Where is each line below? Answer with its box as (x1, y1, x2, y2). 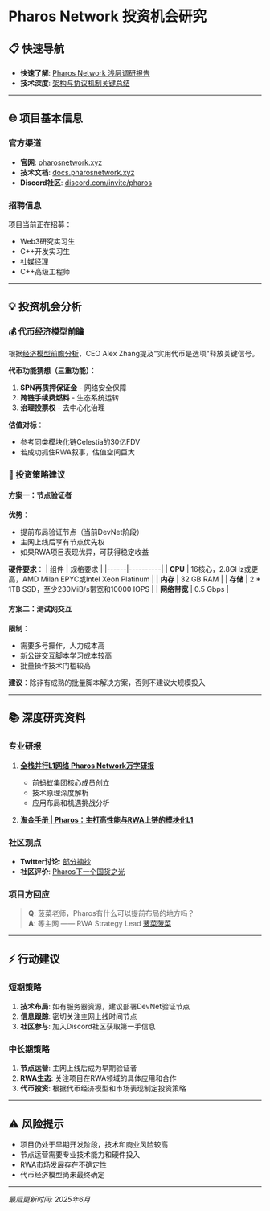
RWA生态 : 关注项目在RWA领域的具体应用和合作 (19, 1073, 177, 1083)
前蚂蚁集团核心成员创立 (31, 778, 110, 787)
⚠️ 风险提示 (8, 1117, 64, 1131)
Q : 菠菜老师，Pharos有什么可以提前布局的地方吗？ (27, 909, 195, 918)
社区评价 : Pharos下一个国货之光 (19, 866, 125, 876)
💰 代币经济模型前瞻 (8, 326, 84, 338)
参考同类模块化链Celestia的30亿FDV (19, 437, 141, 446)
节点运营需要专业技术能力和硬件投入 (19, 1150, 141, 1160)
